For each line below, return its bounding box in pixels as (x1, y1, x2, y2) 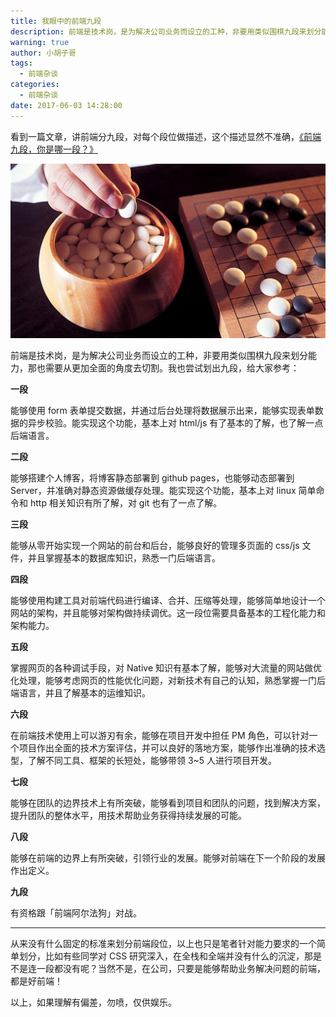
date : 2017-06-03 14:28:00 (10, 100, 123, 110)
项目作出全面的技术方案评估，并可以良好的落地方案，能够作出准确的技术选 (18, 742, 326, 754)
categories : (10, 80, 60, 90)
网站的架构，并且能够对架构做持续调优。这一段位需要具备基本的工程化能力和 (10, 607, 326, 619)
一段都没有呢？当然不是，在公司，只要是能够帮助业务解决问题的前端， (36, 963, 326, 975)
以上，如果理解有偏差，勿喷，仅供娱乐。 (10, 996, 177, 1009)
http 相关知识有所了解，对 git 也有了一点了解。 (29, 497, 223, 509)
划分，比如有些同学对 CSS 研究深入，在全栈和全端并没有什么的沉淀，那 (18, 950, 314, 962)
